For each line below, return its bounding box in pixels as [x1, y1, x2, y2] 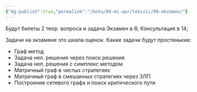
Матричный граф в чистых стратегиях [14, 66, 110, 74]
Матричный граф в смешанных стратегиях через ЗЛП [14, 73, 151, 80]
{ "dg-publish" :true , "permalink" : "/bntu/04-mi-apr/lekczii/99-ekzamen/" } [5, 8, 188, 15]
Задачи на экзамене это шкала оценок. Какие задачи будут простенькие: [5, 36, 192, 43]
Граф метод [14, 48, 44, 55]
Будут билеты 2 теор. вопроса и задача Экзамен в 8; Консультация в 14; [5, 25, 189, 32]
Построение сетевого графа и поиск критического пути [14, 79, 156, 86]
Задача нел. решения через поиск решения [14, 54, 125, 61]
